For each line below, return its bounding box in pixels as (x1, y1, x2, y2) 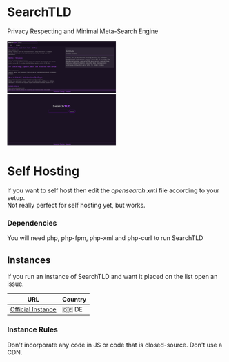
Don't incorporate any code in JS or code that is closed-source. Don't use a (7, 341, 223, 349)
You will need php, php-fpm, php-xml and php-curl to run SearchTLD (7, 234, 203, 242)
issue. (7, 280, 24, 288)
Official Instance (10, 305, 57, 314)
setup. (7, 194, 26, 202)
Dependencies (7, 218, 57, 228)
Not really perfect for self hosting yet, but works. (7, 201, 146, 210)
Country (61, 295, 87, 303)
